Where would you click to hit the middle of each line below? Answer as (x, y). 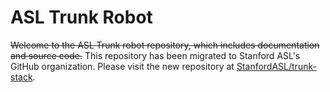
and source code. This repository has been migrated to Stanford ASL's (155, 55)
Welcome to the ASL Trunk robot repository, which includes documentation (165, 45)
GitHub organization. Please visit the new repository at (122, 66)
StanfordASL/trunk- (276, 66)
